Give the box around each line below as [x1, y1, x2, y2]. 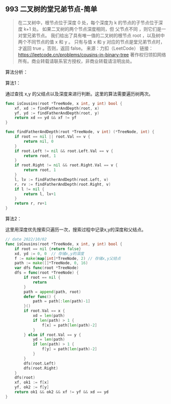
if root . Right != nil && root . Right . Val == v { [14, 163, 118, 168]
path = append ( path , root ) [24, 289, 81, 294]
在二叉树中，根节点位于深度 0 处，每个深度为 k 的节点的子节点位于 [17, 20, 159, 26]
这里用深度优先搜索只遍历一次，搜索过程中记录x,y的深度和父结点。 [5, 226, 146, 233]
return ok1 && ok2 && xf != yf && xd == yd [14, 390, 109, 395]
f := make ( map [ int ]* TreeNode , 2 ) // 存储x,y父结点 [14, 256, 121, 261]
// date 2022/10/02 [5, 237, 47, 242]
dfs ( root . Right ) [24, 365, 58, 371]
